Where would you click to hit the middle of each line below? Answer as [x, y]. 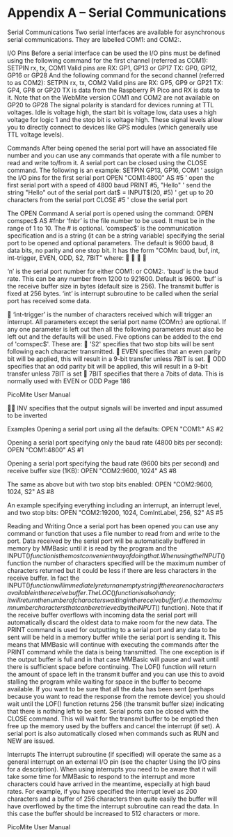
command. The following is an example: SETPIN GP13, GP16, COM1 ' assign [115, 170]
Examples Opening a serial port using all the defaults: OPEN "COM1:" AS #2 [115, 429]
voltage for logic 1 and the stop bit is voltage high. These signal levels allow [115, 119]
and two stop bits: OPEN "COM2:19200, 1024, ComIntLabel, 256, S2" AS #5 [115, 512]
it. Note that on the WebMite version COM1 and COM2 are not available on [113, 97]
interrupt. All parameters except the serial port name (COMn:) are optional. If [117, 321]
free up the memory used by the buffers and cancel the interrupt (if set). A [114, 725]
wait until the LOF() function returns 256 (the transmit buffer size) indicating [116, 704]
